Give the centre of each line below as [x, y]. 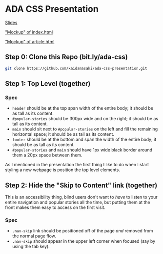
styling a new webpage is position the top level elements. [63, 170]
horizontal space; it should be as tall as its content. [63, 134]
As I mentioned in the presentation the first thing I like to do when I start [77, 165]
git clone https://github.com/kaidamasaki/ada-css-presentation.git [76, 68]
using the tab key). [31, 247]
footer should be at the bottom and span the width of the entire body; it [84, 140]
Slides [11, 23]
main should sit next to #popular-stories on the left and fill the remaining [85, 129]
